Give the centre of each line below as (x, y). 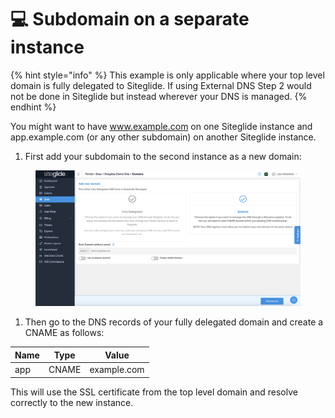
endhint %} (33, 107)
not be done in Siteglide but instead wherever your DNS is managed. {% (159, 96)
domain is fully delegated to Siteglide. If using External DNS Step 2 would (161, 85)
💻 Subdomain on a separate (130, 19)
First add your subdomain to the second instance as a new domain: (163, 156)
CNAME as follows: (64, 333)
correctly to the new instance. (72, 402)
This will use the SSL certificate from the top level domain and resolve (154, 392)
